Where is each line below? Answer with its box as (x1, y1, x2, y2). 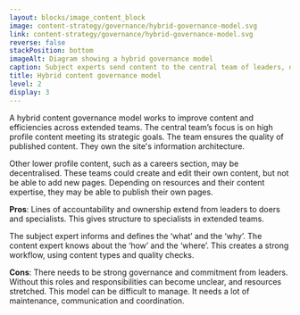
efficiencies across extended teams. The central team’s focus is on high (9, 121, 274, 132)
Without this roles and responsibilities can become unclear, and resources (9, 276, 282, 286)
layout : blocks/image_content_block (9, 12, 146, 22)
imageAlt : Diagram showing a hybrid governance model (9, 54, 214, 63)
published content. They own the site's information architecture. (9, 140, 246, 152)
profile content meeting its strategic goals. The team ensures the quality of (9, 131, 284, 142)
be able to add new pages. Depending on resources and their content (9, 177, 265, 187)
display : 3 (9, 87, 50, 96)
